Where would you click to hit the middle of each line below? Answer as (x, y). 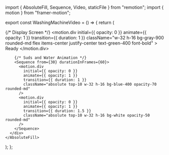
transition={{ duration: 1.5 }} (58, 111)
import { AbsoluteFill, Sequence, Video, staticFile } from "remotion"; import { (84, 7)
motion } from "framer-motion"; (38, 13)
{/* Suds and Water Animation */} (50, 58)
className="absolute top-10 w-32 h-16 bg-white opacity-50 (87, 115)
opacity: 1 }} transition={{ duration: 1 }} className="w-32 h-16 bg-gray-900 (84, 38)
